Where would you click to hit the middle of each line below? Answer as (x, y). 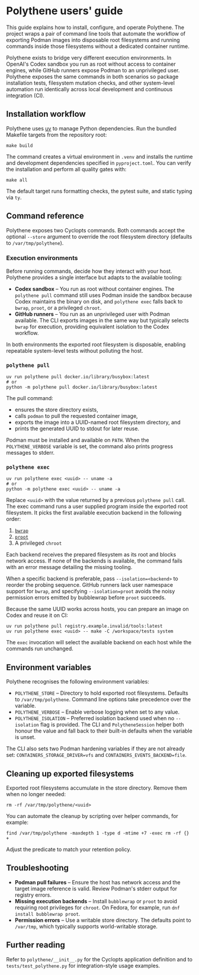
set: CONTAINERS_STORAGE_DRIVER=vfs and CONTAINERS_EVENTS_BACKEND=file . (97, 755)
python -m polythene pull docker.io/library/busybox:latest (82, 387)
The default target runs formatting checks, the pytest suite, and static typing (99, 191)
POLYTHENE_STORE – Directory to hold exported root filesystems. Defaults (101, 693)
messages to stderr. (31, 453)
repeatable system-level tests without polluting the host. (75, 350)
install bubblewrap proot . (47, 913)
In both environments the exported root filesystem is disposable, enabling (96, 344)
